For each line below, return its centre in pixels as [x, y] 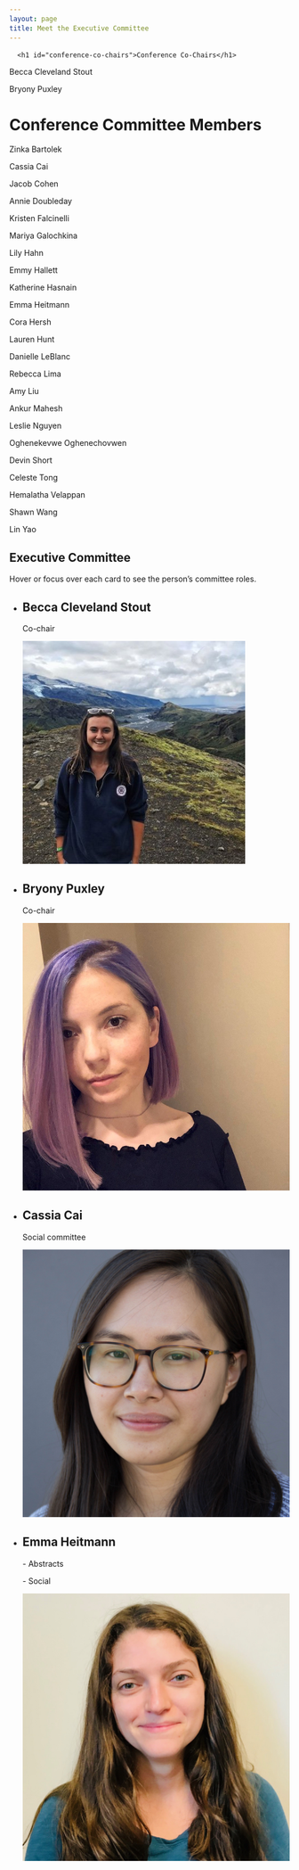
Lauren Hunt [32, 340]
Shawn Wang [33, 512]
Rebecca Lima [36, 374]
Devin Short [31, 460]
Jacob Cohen [34, 184]
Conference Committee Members [136, 124]
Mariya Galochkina [44, 235]
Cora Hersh [30, 322]
